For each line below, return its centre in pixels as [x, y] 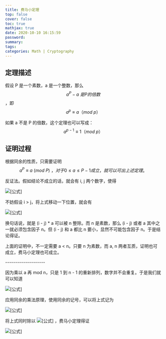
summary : [14, 42]
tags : [11, 47]
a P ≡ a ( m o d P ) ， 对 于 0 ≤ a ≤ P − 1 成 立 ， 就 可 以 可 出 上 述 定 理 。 [83, 170]
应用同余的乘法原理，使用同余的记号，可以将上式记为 [59, 300]
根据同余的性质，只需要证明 [33, 161]
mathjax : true [20, 28]
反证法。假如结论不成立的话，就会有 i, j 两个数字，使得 [61, 181]
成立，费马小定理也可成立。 [33, 252]
